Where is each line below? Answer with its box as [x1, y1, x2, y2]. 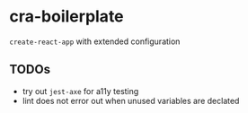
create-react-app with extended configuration [9, 36, 181, 47]
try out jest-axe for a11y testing [22, 85, 139, 96]
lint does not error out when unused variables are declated [22, 95, 240, 106]
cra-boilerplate [9, 6, 124, 27]
